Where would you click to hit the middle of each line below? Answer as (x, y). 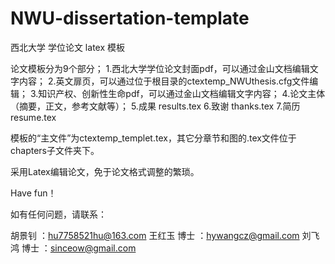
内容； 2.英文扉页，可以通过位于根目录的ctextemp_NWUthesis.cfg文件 (164, 81)
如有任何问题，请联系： (58, 214)
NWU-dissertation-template (130, 18)
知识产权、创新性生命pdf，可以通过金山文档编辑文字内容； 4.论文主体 (182, 93)
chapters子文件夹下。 (55, 150)
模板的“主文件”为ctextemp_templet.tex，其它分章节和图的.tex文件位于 (153, 138)
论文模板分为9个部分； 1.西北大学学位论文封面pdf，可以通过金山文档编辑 (160, 68)
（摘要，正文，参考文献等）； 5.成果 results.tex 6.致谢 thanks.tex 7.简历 (155, 106)
